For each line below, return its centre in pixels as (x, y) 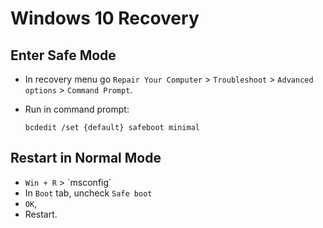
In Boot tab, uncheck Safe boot (88, 193)
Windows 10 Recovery (105, 18)
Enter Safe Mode (63, 55)
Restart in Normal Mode (86, 158)
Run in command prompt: (77, 109)
